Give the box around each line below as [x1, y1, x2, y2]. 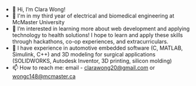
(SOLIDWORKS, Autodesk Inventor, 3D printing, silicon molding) [12, 58, 172, 64]
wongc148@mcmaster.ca [12, 73, 76, 80]
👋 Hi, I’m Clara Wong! [12, 6, 66, 13]
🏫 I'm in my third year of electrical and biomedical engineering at [12, 12, 175, 19]
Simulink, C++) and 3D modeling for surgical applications [12, 51, 156, 58]
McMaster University [12, 19, 65, 25]
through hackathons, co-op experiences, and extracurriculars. [12, 38, 169, 45]
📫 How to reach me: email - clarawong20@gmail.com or [12, 64, 155, 71]
